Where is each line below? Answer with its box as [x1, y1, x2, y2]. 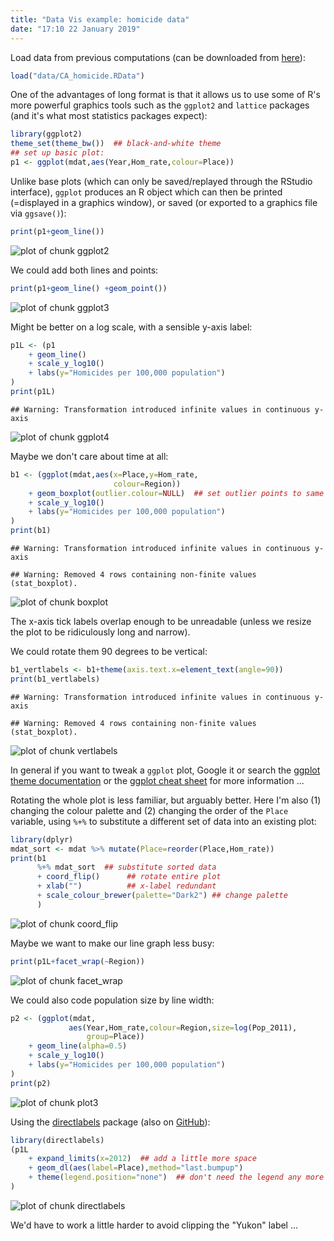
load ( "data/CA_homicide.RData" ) [10, 71, 145, 81]
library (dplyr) [10, 834, 74, 845]
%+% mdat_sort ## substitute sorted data [36, 862, 217, 873]
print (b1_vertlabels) [10, 674, 101, 684]
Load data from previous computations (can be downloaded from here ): [10, 51, 306, 63]
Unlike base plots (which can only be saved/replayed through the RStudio [10, 175, 313, 187]
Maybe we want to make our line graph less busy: [10, 937, 215, 949]
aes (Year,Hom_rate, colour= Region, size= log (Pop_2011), [68, 1022, 298, 1033]
